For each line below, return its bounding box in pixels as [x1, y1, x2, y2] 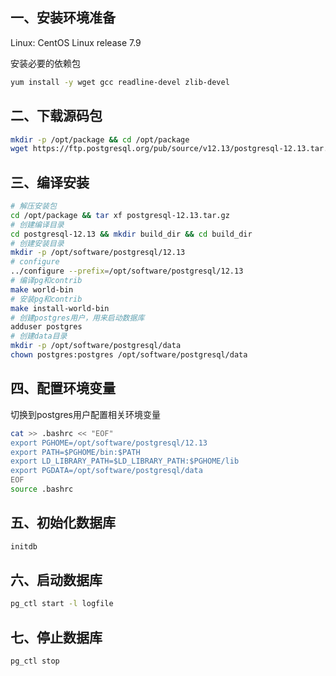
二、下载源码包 [10, 108, 103, 125]
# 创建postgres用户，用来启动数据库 [10, 313, 145, 323]
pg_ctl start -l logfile [10, 599, 114, 609]
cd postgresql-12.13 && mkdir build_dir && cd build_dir [10, 229, 253, 239]
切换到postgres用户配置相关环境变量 [10, 408, 161, 420]
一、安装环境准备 [10, 9, 116, 27]
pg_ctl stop [10, 656, 60, 667]
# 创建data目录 [10, 331, 68, 342]
